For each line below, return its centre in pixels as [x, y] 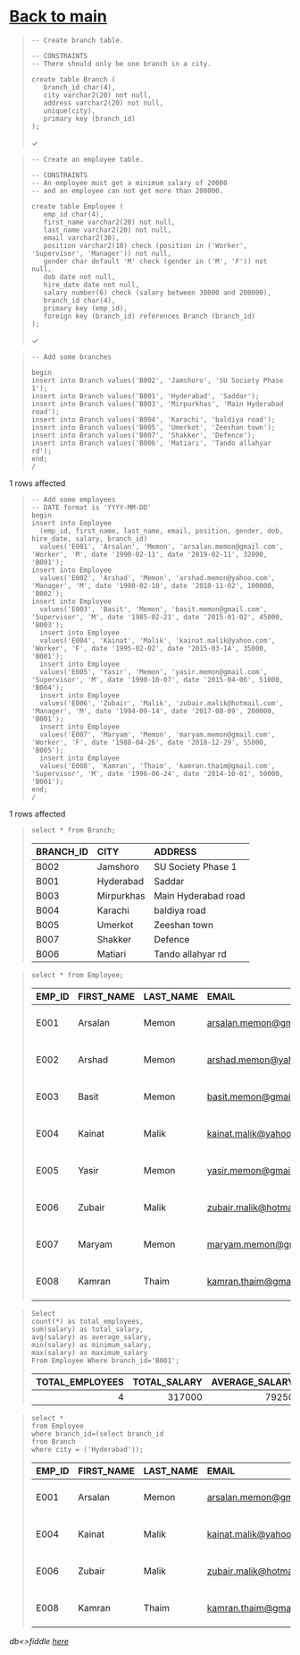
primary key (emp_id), [85, 308]
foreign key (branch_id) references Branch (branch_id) [150, 316]
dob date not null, [79, 277]
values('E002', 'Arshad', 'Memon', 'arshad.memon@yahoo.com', [158, 578]
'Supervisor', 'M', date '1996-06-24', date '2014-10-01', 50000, [157, 773]
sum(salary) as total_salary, [87, 1329]
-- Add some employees [73, 499]
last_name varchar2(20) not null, [108, 230]
